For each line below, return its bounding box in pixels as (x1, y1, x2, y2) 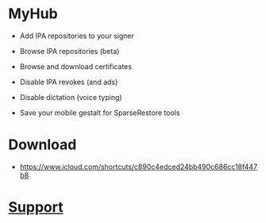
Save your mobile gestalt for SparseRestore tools (19, 108, 180, 117)
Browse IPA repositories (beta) (19, 46, 120, 56)
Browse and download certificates (19, 61, 133, 71)
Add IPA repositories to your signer (19, 31, 135, 40)
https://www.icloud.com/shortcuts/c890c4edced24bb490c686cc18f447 (19, 162, 258, 171)
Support (8, 198, 64, 217)
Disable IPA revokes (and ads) (19, 77, 118, 87)
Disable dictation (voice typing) (19, 92, 122, 102)
